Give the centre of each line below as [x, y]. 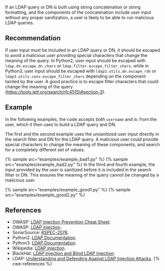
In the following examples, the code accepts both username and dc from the [81, 119]
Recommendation [33, 38]
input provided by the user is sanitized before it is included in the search [78, 170]
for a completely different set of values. [45, 150]
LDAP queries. [20, 23]
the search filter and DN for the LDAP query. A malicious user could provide [82, 139]
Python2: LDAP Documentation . [44, 238]
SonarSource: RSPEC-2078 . [40, 233]
